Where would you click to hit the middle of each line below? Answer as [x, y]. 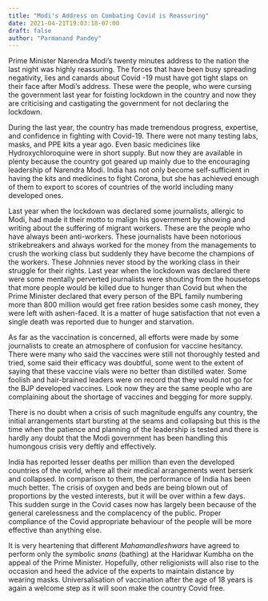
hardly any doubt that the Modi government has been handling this [118, 438]
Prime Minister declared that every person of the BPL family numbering [126, 296]
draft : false [30, 30]
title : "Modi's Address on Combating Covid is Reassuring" [109, 16]
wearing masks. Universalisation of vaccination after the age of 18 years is [131, 580]
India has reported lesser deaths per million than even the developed [122, 462]
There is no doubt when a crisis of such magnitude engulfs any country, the [133, 413]
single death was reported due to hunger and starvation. [101, 322]
